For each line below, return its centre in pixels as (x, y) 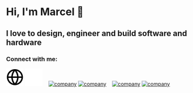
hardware (24, 42)
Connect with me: (32, 59)
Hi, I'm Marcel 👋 (45, 12)
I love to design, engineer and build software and (96, 33)
